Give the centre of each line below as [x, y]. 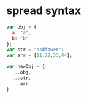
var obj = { [21, 27]
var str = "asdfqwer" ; [35, 50]
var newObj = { [26, 67]
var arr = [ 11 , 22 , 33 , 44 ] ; [39, 56]
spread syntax [44, 11]
